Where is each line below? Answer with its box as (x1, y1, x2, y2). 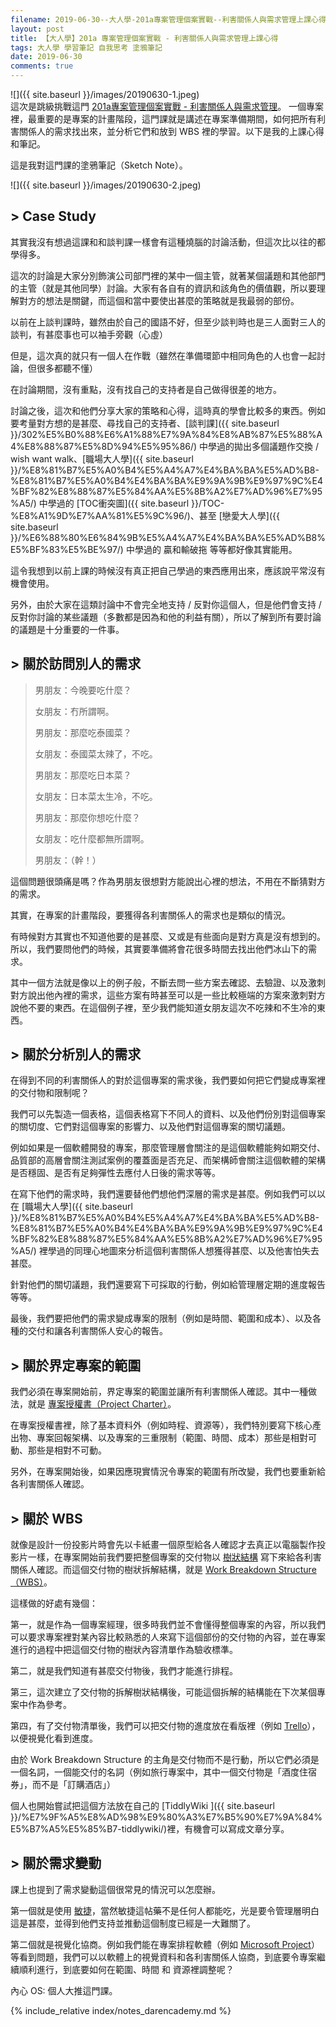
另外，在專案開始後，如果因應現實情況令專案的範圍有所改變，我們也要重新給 (10, 1466, 326, 1478)
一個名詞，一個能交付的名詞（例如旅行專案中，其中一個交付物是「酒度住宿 (10, 1766, 317, 1778)
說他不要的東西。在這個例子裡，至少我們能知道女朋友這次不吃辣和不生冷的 (10, 1001, 317, 1013)
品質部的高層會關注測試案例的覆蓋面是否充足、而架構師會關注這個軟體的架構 (10, 1154, 326, 1166)
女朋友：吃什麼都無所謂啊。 (34, 832, 150, 845)
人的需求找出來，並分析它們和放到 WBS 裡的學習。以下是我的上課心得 (36, 126, 325, 137)
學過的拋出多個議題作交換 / (208, 440, 320, 452)
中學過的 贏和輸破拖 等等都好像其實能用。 (125, 543, 298, 555)
